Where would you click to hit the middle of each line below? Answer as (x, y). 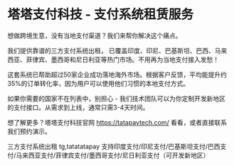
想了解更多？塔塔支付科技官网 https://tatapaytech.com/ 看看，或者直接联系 (117, 122)
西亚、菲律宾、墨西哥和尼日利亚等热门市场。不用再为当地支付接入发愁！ (113, 59)
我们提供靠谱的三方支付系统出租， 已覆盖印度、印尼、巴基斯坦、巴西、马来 (117, 50)
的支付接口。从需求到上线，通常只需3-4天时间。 (78, 107)
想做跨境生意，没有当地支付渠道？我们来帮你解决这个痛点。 (95, 35)
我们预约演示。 (29, 131)
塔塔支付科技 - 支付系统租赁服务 (101, 15)
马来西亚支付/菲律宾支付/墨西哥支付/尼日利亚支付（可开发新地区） (113, 155)
